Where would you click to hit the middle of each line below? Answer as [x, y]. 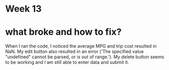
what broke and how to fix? [63, 32]
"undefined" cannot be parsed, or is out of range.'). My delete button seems [85, 57]
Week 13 [24, 9]
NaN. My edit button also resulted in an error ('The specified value [75, 52]
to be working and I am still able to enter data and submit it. [67, 62]
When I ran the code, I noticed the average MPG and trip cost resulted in [81, 46]
